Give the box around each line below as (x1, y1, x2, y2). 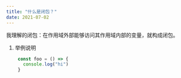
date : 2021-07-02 (6, 14, 49, 20)
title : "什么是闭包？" (6, 8, 57, 15)
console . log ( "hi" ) (23, 61, 69, 67)
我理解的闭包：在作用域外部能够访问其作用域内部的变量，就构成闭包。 (6, 31, 179, 39)
